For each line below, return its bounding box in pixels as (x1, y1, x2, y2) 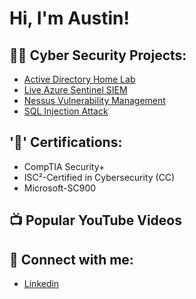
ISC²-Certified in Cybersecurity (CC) (23, 171, 176, 183)
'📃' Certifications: (9, 134, 123, 151)
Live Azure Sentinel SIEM (23, 84, 128, 96)
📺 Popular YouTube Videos (9, 212, 182, 229)
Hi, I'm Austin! (9, 7, 130, 30)
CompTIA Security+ (23, 160, 106, 172)
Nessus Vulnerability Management (23, 95, 166, 106)
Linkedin (23, 278, 60, 290)
